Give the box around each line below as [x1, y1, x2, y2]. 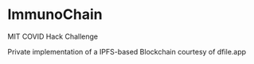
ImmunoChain [7, 6, 103, 24]
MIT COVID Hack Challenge [7, 32, 99, 41]
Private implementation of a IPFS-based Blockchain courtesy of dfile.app [7, 47, 247, 56]
